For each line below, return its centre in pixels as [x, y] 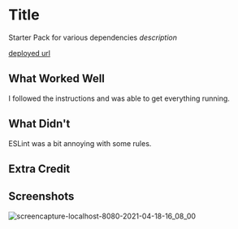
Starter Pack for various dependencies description [93, 37]
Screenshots [41, 197]
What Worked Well [57, 79]
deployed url [30, 53]
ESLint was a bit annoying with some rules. [80, 143]
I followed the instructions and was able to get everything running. [119, 98]
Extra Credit [39, 169]
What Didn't [39, 124]
